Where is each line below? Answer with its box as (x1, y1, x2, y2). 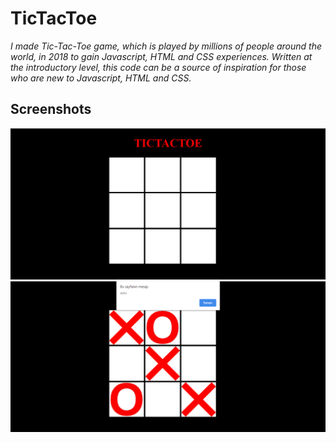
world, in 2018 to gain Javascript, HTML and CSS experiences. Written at (10, 50, 313, 62)
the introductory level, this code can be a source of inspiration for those (10, 61, 307, 73)
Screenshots (10, 101, 92, 118)
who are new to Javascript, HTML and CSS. (10, 72, 192, 84)
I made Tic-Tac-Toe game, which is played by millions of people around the (10, 40, 322, 52)
